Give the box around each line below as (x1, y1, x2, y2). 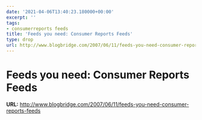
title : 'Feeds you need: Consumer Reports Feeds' (6, 31, 133, 37)
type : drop (6, 37, 34, 43)
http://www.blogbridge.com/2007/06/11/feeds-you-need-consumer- (19, 100, 189, 108)
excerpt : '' (6, 14, 36, 20)
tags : (6, 20, 20, 26)
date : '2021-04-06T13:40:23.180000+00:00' (6, 8, 114, 15)
